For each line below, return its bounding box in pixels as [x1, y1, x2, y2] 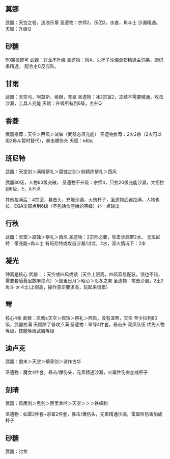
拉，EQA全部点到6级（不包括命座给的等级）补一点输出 [5, 203, 120, 209]
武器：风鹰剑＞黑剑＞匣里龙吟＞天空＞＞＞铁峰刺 [5, 400, 108, 406]
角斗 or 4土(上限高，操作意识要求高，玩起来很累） [5, 284, 110, 290]
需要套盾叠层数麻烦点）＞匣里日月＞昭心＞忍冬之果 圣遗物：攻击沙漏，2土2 [5, 277, 164, 283]
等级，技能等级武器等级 [5, 327, 54, 333]
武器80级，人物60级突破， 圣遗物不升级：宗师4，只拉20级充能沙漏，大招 [5, 179, 160, 185]
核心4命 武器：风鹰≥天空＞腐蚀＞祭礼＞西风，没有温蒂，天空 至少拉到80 [5, 315, 158, 321]
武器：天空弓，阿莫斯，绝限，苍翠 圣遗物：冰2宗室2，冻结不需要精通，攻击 [5, 94, 164, 100]
